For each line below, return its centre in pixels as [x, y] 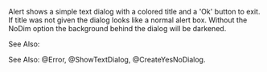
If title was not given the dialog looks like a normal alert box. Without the [128, 20]
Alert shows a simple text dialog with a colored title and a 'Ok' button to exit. [134, 12]
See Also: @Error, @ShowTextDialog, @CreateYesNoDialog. [107, 60]
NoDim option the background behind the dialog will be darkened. [117, 28]
